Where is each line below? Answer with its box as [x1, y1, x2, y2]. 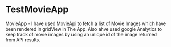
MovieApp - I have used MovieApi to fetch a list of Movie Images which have [5, 20, 166, 27]
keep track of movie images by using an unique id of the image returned [5, 31, 157, 37]
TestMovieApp [5, 4, 69, 15]
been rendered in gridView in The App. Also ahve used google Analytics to [5, 26, 162, 32]
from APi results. [5, 37, 41, 43]
